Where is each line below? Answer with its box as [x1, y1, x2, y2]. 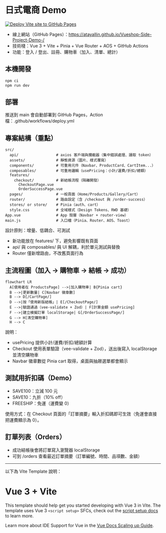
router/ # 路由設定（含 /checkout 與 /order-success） [9, 197, 148, 202]
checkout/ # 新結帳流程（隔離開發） [14, 178, 101, 183]
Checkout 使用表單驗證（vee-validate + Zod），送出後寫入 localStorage [12, 346, 157, 352]
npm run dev [5, 83, 30, 88]
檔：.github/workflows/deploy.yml [5, 118, 75, 124]
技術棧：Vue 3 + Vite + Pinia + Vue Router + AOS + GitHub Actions [12, 43, 149, 48]
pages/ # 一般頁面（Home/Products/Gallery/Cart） [9, 192, 140, 197]
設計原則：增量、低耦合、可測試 [5, 227, 70, 233]
